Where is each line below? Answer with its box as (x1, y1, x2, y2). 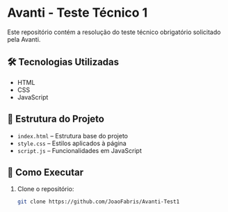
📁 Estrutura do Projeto (7, 113, 104, 125)
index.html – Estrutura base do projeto (17, 131, 129, 140)
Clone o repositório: (17, 185, 74, 193)
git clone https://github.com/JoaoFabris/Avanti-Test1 (17, 198, 180, 206)
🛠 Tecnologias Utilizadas (7, 56, 120, 68)
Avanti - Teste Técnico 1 (7, 5, 148, 21)
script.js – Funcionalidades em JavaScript (17, 146, 142, 154)
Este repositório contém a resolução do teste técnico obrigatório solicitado (7, 28, 221, 36)
